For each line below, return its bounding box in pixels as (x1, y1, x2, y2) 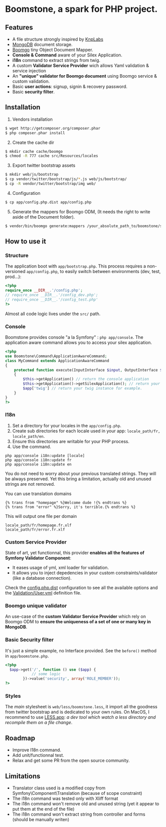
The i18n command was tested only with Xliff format (12, 795, 119, 802)
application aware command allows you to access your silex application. (5, 340, 152, 346)
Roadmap (5, 734, 36, 742)
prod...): (5, 274, 21, 280)
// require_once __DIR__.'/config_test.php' (5, 297, 98, 302)
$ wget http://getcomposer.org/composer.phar (5, 126, 100, 131)
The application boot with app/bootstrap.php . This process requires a (5, 263, 146, 269)
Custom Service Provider (5, 538, 67, 545)
